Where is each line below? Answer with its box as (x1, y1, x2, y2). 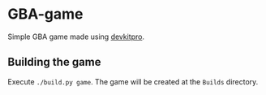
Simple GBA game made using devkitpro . (7, 32, 145, 41)
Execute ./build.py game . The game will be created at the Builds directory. (7, 76, 259, 86)
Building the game (7, 55, 102, 69)
